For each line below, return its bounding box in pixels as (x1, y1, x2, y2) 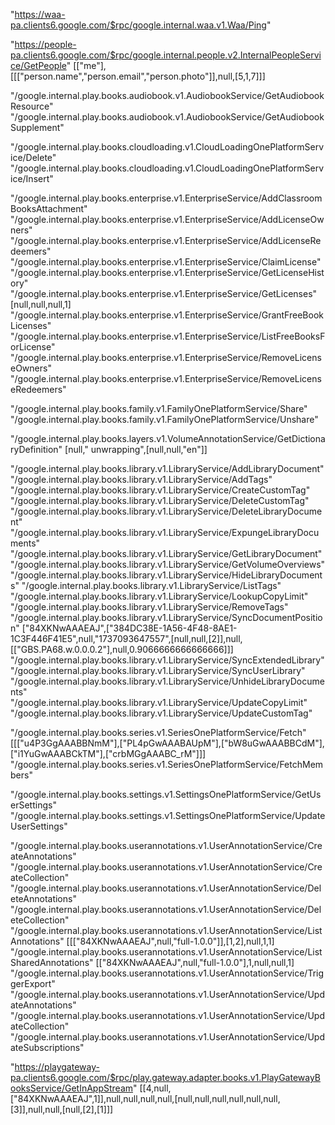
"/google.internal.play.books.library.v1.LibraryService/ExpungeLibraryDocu (10, 527, 320, 538)
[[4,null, (139, 1082, 172, 1094)
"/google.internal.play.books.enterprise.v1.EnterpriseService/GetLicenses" (10, 288, 318, 299)
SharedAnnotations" (10, 957, 94, 968)
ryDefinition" (10, 444, 63, 455)
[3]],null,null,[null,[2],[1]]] (10, 1104, 114, 1115)
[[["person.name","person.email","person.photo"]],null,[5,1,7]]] (10, 70, 266, 82)
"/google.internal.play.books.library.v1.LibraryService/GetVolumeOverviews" (10, 559, 326, 570)
